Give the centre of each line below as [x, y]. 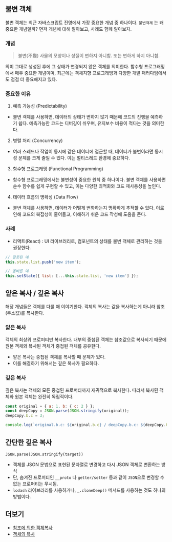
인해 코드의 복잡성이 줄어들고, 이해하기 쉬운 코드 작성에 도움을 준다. [80, 214]
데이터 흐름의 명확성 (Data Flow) [45, 197]
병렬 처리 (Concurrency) [38, 140]
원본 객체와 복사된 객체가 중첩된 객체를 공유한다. [53, 346]
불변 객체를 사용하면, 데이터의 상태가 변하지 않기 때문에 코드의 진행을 [81, 117]
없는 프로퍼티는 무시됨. [35, 484]
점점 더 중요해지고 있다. [34, 79]
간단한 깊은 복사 [29, 442]
